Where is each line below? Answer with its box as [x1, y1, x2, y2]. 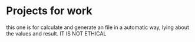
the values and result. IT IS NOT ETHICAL [6, 30, 107, 37]
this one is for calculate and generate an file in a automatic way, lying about [6, 24, 190, 31]
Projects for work [6, 4, 92, 18]
